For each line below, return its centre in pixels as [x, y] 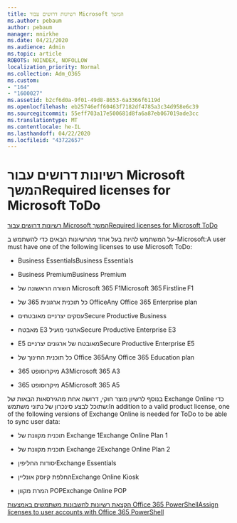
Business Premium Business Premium [72, 275]
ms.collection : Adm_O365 [44, 73]
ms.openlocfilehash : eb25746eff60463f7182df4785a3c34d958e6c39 [103, 107]
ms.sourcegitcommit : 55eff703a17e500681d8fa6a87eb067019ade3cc [103, 113]
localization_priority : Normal [54, 67]
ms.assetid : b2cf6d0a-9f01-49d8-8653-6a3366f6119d [84, 101]
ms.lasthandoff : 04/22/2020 [49, 133]
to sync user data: [34, 422]
